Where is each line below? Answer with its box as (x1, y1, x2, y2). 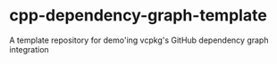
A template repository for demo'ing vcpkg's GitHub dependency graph (9, 35, 269, 45)
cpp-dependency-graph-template (9, 5, 268, 26)
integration (9, 44, 49, 54)
